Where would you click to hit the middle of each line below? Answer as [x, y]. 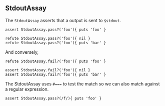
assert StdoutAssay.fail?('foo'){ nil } [48, 70]
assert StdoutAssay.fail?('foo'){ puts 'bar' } [56, 74]
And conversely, [22, 52]
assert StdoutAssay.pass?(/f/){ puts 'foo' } [53, 98]
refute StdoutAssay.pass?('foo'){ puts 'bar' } [56, 43]
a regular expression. [27, 89]
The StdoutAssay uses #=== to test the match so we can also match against [82, 84]
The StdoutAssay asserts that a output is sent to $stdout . [63, 20]
